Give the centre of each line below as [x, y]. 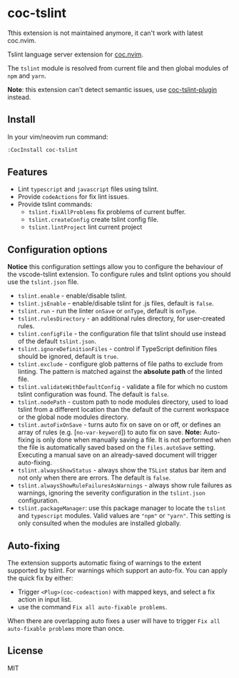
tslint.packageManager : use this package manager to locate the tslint [122, 508]
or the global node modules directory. [73, 417]
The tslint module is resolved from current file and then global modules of [118, 68]
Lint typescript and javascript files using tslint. [88, 189]
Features [27, 172]
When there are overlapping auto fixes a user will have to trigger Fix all [114, 621]
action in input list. [45, 599]
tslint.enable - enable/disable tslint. [72, 296]
